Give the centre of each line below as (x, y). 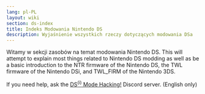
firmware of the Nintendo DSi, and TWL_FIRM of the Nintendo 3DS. (91, 71)
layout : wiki (23, 18)
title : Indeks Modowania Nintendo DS (54, 29)
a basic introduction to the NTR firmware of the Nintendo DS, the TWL (95, 65)
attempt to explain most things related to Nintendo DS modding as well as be (103, 59)
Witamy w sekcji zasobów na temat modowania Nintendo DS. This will (95, 52)
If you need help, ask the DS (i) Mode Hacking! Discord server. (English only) (102, 84)
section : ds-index (30, 23)
